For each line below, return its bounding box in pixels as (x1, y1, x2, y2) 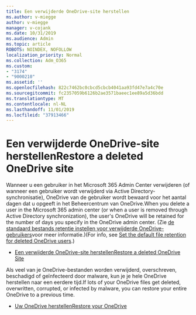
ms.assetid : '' (6, 80, 43, 85)
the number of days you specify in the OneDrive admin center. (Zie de (6, 219, 174, 226)
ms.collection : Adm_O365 (6, 57, 67, 63)
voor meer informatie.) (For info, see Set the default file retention (32, 231, 186, 238)
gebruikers (6, 231, 32, 238)
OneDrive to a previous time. (6, 291, 75, 299)
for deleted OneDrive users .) (6, 238, 75, 245)
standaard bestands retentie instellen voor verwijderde (6, 225, 138, 232)
